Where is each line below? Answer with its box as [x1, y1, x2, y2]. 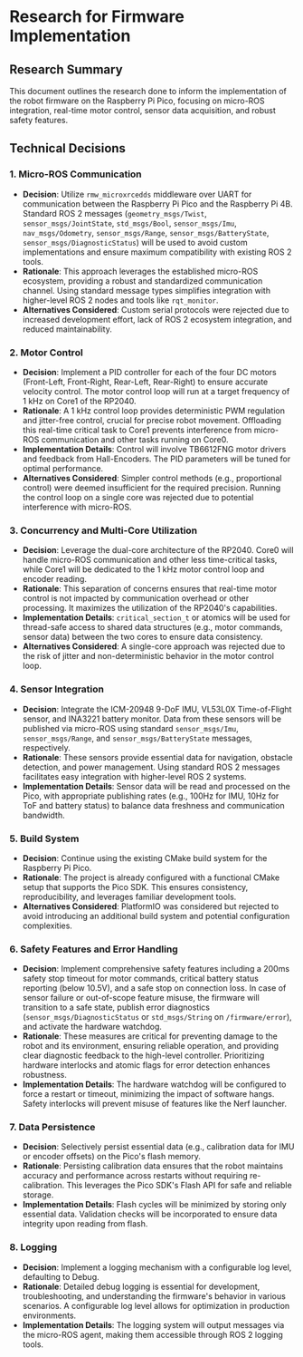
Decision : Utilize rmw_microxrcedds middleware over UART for [22, 189, 252, 199]
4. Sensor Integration [9, 683, 104, 695]
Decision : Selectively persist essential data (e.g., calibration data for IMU [22, 1141, 295, 1152]
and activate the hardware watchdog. [22, 1022, 163, 1032]
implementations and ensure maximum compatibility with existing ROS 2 [22, 247, 292, 257]
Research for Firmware [9, 6, 185, 27]
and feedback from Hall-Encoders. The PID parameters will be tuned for [22, 453, 291, 464]
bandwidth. [22, 809, 65, 820]
